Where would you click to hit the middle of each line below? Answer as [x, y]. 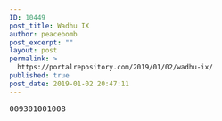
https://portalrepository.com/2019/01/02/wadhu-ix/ [115, 68]
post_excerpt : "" [41, 42]
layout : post [33, 51]
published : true [39, 76]
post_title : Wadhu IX [49, 26]
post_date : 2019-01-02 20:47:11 [69, 84]
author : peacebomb [43, 34]
